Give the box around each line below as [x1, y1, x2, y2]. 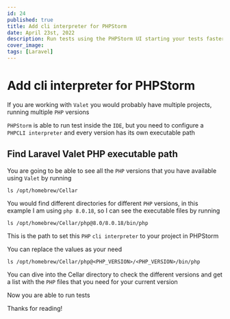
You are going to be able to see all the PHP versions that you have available [7, 166, 217, 175]
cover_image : [7, 42, 44, 49]
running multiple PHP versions [7, 108, 90, 116]
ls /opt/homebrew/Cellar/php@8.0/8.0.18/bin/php [7, 220, 149, 226]
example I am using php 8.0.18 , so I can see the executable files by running [7, 206, 220, 215]
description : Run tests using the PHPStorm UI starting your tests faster [7, 36, 225, 43]
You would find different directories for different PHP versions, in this [7, 199, 199, 207]
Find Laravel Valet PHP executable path [7, 148, 178, 160]
